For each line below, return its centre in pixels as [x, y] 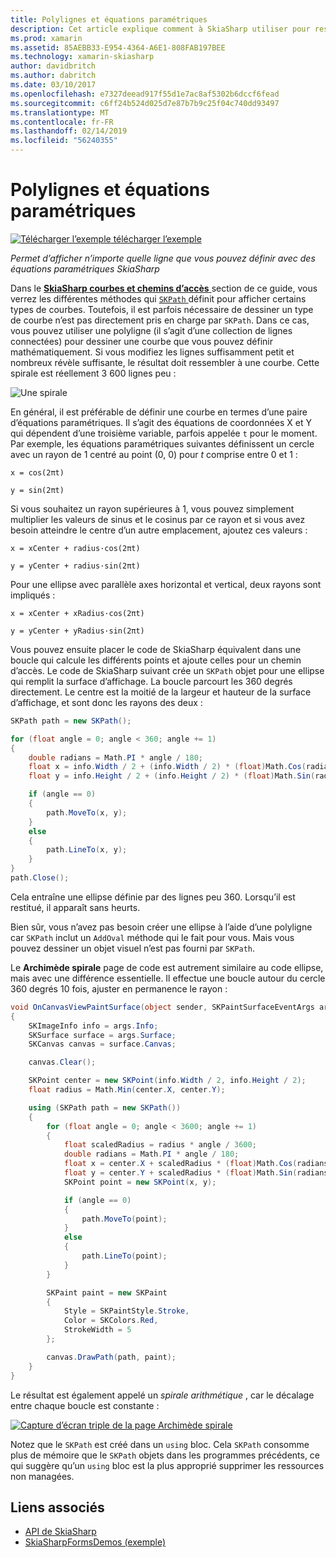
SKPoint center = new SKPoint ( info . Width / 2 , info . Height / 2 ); [167, 1081]
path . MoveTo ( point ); [124, 1219]
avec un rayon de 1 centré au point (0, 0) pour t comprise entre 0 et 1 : [154, 454]
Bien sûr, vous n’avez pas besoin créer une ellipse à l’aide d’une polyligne [161, 927]
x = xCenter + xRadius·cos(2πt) [77, 613]
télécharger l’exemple [157, 238]
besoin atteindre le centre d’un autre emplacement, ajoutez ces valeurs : [159, 530]
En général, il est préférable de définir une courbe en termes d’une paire [159, 412]
